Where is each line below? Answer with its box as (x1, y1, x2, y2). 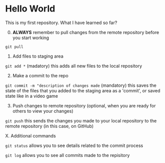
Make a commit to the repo (12, 72, 69, 78)
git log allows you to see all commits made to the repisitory (5, 152, 130, 158)
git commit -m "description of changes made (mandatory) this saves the (5, 82, 157, 88)
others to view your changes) (12, 108, 74, 114)
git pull (5, 44, 24, 49)
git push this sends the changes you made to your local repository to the (5, 117, 157, 123)
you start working (12, 35, 49, 41)
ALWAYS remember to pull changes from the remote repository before (12, 29, 159, 35)
